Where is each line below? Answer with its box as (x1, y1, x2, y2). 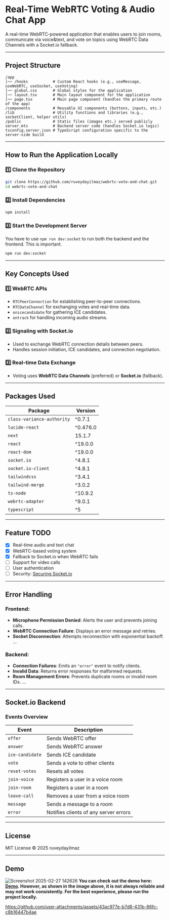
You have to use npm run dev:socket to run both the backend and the (5, 235, 149, 241)
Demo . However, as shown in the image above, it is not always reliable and (5, 883, 164, 889)
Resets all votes (46, 768, 84, 775)
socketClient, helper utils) (5, 114, 67, 119)
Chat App (5, 14, 46, 26)
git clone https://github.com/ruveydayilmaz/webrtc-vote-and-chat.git (5, 180, 157, 185)
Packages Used (5, 392, 56, 401)
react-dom (8, 449, 31, 455)
